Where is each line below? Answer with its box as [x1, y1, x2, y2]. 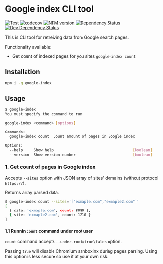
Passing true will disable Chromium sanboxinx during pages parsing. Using [5, 248, 157, 254]
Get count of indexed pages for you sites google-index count [12, 53, 136, 59]
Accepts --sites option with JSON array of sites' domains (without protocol [5, 175, 159, 181]
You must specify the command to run [5, 112, 82, 117]
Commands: [5, 130, 26, 134]
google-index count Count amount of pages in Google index [9, 134, 135, 139]
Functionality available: [5, 44, 52, 50]
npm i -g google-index [5, 80, 52, 85]
